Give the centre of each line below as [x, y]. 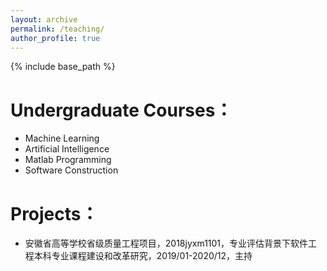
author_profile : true [55, 38]
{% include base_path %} [63, 67]
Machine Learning [62, 138]
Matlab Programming [68, 160]
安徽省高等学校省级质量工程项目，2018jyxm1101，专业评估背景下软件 [166, 243]
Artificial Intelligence [67, 149]
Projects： [54, 213]
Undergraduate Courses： [121, 110]
